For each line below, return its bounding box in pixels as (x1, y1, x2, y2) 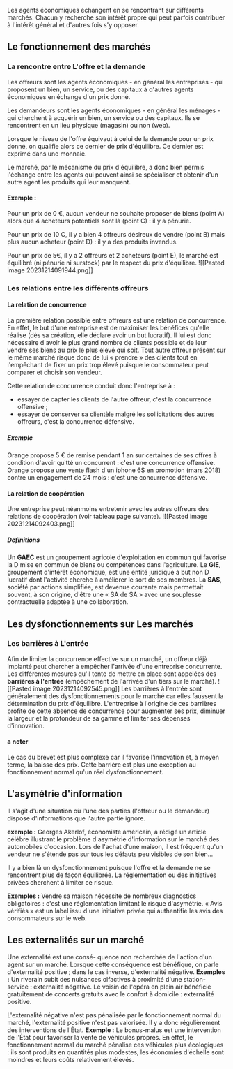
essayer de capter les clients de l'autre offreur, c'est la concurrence (17, 395, 212, 404)
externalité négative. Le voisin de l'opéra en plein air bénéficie (33, 982, 211, 991)
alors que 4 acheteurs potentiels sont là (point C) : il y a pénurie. (7, 216, 191, 225)
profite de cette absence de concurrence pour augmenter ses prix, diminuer (7, 707, 226, 715)
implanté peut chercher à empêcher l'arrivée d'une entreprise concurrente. (7, 662, 223, 670)
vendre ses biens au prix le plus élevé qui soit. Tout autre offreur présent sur (7, 346, 226, 355)
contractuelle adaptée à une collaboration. (7, 598, 129, 606)
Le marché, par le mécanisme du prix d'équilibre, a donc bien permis (7, 163, 204, 171)
